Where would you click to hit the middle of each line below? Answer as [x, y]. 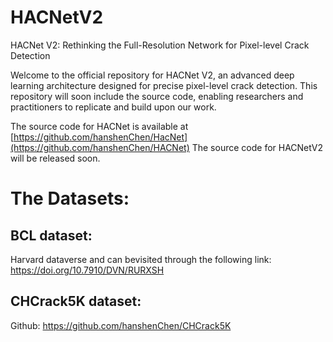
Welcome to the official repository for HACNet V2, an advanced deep [152, 75]
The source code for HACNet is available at [99, 126]
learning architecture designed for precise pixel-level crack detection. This [164, 85]
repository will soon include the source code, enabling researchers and [157, 96]
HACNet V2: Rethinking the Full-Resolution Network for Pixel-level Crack [160, 45]
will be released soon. [55, 158]
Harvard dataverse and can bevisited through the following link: [141, 259]
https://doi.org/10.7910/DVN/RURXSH [87, 270]
